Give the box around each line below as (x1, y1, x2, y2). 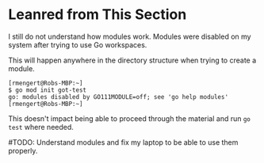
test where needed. (8, 122, 74, 131)
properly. (8, 146, 38, 155)
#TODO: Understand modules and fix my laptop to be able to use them (8, 137, 239, 147)
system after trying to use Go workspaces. (8, 40, 147, 49)
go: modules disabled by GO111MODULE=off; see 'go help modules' (8, 93, 228, 100)
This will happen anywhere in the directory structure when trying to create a (8, 55, 257, 65)
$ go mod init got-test (8, 85, 87, 94)
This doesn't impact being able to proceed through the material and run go (8, 113, 251, 123)
